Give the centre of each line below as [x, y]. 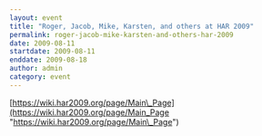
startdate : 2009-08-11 [52, 52]
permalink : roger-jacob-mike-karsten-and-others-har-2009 [121, 34]
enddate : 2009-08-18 [49, 60]
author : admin [36, 69]
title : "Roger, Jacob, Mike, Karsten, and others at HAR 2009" [132, 26]
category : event [40, 77]
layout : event [36, 18]
